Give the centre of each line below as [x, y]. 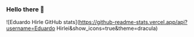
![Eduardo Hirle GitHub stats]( [43, 22]
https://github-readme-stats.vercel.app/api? [133, 22]
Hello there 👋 [25, 9]
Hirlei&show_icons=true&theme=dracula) [107, 28]
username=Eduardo [31, 28]
